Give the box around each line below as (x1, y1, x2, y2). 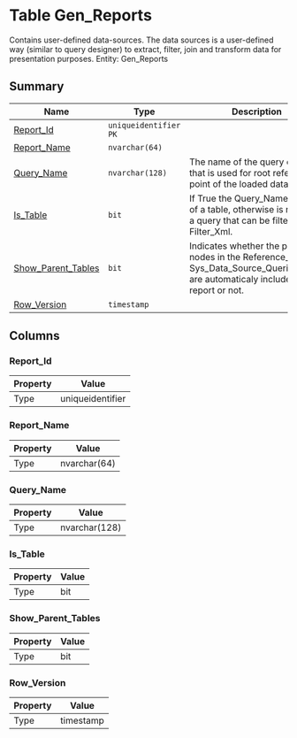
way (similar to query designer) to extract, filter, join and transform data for (9, 43, 282, 54)
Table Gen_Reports (9, 5, 153, 26)
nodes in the (188, 250, 241, 263)
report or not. (188, 284, 245, 296)
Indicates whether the (188, 240, 280, 252)
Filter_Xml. (188, 225, 233, 237)
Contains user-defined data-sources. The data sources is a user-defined (9, 35, 274, 45)
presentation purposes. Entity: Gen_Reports (9, 53, 169, 64)
